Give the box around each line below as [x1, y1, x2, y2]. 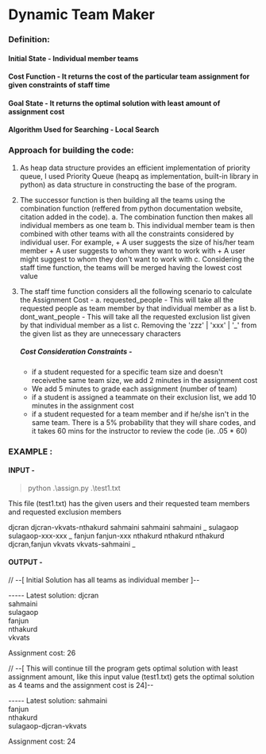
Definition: [8, 34, 50, 45]
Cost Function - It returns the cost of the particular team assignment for [8, 72, 250, 81]
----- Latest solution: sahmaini [8, 696, 108, 706]
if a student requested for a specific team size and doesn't [31, 367, 224, 377]
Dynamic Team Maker [8, 6, 155, 24]
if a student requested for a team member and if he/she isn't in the [31, 409, 249, 419]
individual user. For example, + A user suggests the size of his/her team [19, 237, 255, 247]
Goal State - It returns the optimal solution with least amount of [8, 98, 221, 108]
